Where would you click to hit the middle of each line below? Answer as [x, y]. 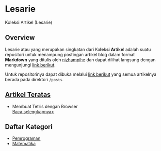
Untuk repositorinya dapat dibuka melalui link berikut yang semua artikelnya [81, 74]
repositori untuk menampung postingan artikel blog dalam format [70, 54]
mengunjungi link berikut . [30, 65]
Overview [20, 38]
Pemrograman [26, 138]
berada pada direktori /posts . [34, 79]
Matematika [24, 144]
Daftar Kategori [29, 126]
